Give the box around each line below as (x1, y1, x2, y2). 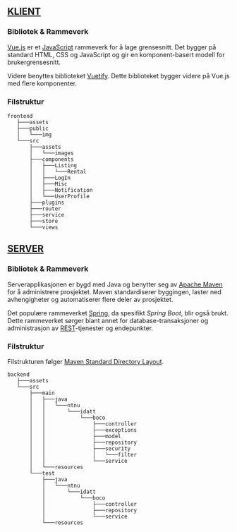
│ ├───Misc (29, 180, 68, 188)
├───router (29, 205, 61, 212)
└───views (29, 224, 59, 231)
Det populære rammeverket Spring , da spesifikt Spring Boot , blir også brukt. (7, 308, 229, 317)
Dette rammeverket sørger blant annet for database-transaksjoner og (7, 316, 209, 325)
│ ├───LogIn (29, 174, 71, 181)
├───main (29, 389, 55, 397)
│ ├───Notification (29, 186, 93, 193)
